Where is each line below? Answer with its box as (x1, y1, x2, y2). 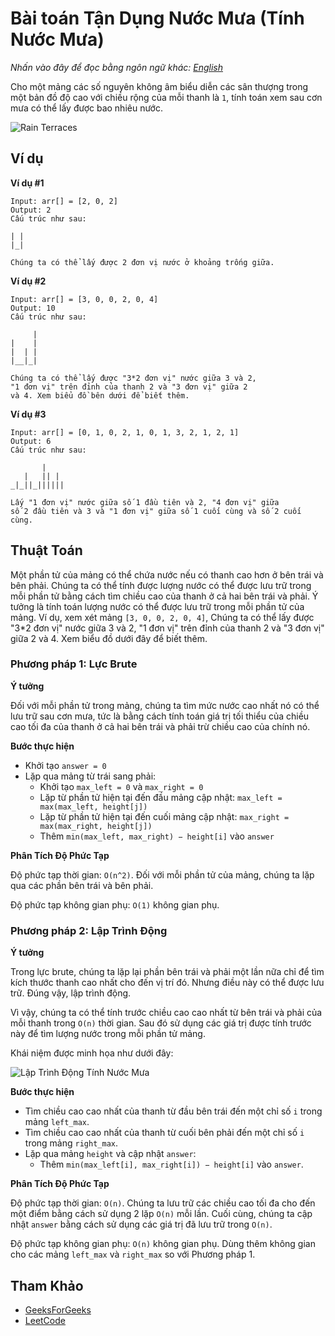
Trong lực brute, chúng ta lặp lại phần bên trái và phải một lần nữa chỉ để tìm (10, 966, 325, 978)
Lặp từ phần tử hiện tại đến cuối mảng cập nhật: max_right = (39, 810, 290, 822)
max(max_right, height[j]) (39, 821, 153, 831)
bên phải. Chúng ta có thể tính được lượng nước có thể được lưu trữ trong (10, 579, 312, 591)
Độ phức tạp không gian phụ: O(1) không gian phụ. (10, 898, 220, 911)
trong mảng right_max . (24, 1137, 119, 1149)
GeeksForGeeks (24, 1303, 92, 1316)
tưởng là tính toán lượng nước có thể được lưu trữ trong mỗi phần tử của (10, 600, 305, 612)
